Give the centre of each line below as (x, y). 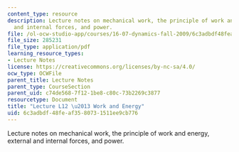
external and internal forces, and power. (66, 141)
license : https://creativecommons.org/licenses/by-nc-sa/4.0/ (101, 67)
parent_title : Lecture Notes (51, 80)
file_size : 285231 (34, 40)
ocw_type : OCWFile (34, 73)
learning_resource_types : (46, 54)
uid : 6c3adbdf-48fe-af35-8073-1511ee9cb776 (73, 113)
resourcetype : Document (43, 100)
